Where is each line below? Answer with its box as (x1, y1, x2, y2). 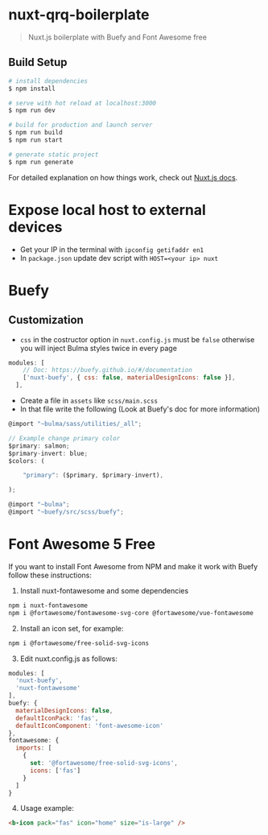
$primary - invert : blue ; (8, 449, 89, 457)
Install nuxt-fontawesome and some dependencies (19, 585, 189, 595)
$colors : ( (8, 457, 45, 465)
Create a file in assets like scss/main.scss (19, 396, 159, 406)
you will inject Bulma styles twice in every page (19, 343, 177, 353)
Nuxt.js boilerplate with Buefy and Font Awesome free (27, 32, 208, 42)
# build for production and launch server (8, 121, 153, 130)
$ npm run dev (8, 106, 56, 114)
